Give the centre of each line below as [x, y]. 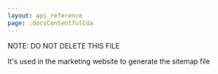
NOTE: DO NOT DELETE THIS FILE [64, 45]
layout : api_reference [45, 16]
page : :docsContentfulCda [50, 23]
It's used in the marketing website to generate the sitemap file [109, 61]
